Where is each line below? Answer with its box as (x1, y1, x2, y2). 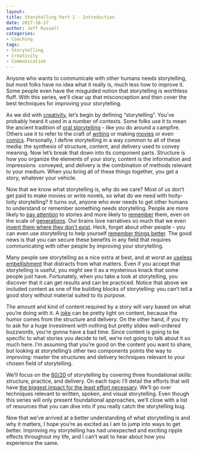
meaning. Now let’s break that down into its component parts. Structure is (6, 149, 186, 156)
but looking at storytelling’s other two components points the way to (6, 347, 172, 354)
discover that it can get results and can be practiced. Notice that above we (6, 279, 188, 286)
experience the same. (6, 439, 59, 446)
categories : (6, 31, 35, 37)
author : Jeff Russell (6, 25, 60, 31)
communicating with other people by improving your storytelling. (6, 242, 164, 249)
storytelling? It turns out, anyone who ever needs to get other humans (18, 198, 188, 205)
